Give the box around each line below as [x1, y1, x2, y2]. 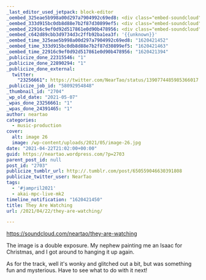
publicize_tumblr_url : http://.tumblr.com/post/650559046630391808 [6, 168, 183, 174]
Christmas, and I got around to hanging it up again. [6, 248, 135, 256]
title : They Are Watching [6, 202, 72, 208]
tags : [6, 180, 20, 186]
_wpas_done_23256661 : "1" [6, 100, 72, 106]
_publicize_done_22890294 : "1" [6, 60, 86, 66]
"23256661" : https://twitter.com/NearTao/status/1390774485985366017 [17, 77, 199, 83]
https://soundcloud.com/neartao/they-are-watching [6, 230, 137, 237]
